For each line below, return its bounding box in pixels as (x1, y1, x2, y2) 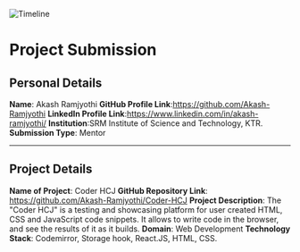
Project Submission (9, 40, 157, 60)
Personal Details (9, 75, 103, 90)
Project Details (9, 162, 93, 177)
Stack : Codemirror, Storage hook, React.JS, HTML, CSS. (9, 232, 218, 243)
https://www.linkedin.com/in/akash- (126, 108, 259, 119)
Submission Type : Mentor (9, 128, 106, 138)
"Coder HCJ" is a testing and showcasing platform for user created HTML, (9, 204, 283, 214)
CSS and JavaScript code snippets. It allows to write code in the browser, (9, 214, 279, 224)
